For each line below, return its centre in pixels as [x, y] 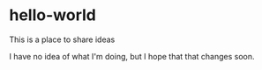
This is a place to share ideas [62, 39]
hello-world [53, 15]
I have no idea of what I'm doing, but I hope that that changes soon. [132, 56]
